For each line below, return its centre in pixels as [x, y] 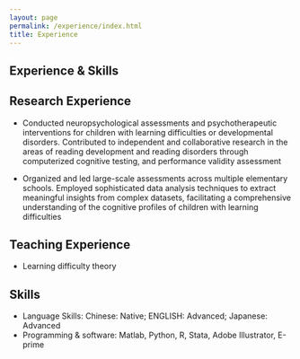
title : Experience [44, 34]
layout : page [34, 18]
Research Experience [71, 101]
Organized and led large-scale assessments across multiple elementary [155, 178]
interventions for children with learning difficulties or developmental [148, 132]
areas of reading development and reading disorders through [135, 151]
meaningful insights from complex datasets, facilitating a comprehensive [157, 197]
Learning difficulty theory [69, 267]
